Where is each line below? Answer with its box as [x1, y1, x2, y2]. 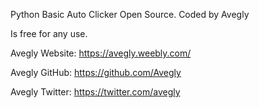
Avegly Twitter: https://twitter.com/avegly [10, 86, 181, 98]
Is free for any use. [10, 28, 88, 39]
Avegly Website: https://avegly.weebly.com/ [10, 47, 192, 59]
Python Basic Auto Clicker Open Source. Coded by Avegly [10, 9, 250, 20]
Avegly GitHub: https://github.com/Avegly [10, 67, 182, 78]
